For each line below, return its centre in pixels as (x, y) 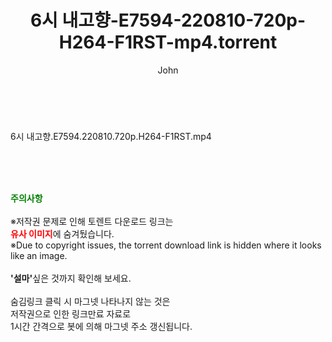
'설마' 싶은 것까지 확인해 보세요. (71, 278)
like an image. (39, 255)
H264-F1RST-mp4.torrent (168, 42)
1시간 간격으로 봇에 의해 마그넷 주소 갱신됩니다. (101, 326)
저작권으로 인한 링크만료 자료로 (71, 313)
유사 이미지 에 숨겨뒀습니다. (62, 233)
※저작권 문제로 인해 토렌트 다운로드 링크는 (92, 221)
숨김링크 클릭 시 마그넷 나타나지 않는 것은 (90, 301)
